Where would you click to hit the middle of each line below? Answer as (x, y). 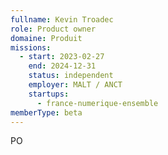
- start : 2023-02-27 (62, 57)
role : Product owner (53, 29)
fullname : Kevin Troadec (62, 19)
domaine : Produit (46, 38)
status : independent (71, 76)
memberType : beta (46, 112)
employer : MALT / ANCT (75, 85)
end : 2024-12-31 (62, 66)
